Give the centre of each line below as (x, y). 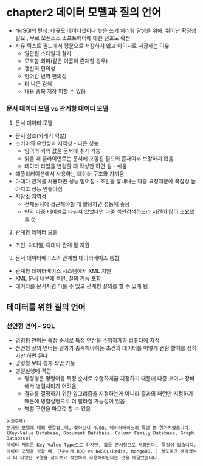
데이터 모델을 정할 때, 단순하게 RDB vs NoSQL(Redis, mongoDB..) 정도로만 (92, 451)
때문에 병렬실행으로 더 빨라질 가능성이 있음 (75, 401)
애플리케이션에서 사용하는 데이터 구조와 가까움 (70, 174)
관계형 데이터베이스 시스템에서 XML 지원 (63, 271)
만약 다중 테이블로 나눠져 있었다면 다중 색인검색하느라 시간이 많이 (101, 212)
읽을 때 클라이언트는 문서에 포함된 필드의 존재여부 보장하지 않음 (99, 159)
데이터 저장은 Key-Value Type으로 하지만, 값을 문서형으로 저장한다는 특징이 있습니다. (101, 445)
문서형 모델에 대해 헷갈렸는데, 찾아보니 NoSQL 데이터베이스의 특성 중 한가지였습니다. (99, 428)
